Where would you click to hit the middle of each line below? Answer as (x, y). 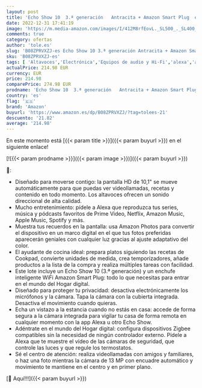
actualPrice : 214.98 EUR (37, 68)
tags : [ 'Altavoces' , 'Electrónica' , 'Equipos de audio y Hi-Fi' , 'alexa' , (99, 62)
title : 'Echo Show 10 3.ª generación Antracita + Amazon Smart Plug (98, 17)
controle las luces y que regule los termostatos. (74, 348)
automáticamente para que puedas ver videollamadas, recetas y (94, 188)
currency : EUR (24, 73)
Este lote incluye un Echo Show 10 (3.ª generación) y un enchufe (95, 271)
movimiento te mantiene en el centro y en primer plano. (83, 367)
